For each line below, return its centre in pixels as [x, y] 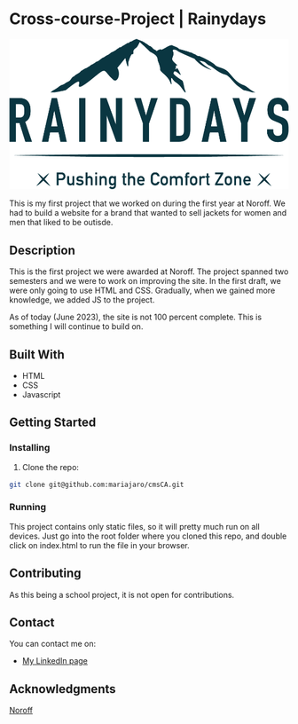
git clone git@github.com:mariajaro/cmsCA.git [97, 484]
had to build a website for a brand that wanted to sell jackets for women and [148, 213]
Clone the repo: [51, 467]
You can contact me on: [52, 644]
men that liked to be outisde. [61, 223]
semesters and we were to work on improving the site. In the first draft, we [145, 281]
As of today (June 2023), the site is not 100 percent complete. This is [136, 317]
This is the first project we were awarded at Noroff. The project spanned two [149, 271]
